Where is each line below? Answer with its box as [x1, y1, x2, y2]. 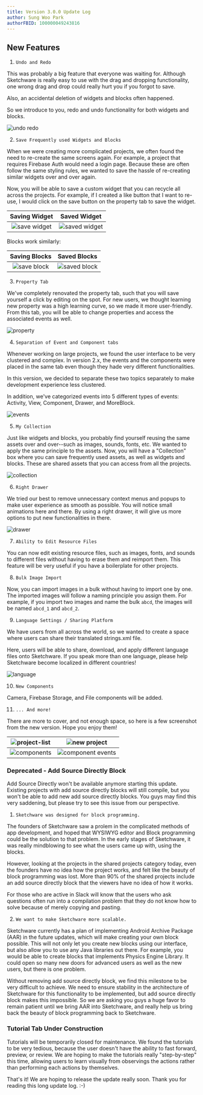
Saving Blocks [10, 252, 52, 261]
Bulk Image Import [15, 575, 62, 581]
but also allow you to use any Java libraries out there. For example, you [7, 947, 183, 954]
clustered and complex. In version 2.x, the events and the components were [7, 357, 195, 364]
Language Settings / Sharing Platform [15, 618, 113, 624]
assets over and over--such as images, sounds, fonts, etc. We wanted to [7, 441, 187, 448]
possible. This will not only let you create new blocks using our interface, [7, 940, 188, 947]
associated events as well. [7, 315, 72, 323]
